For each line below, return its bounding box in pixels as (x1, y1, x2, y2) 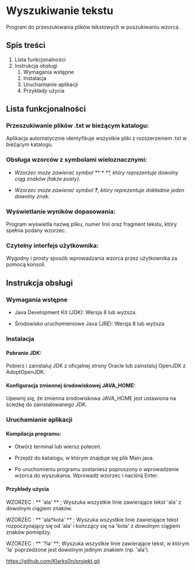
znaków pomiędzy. (6, 528, 51, 535)
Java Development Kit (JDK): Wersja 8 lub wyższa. (14, 309, 137, 316)
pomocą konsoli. (6, 261, 46, 268)
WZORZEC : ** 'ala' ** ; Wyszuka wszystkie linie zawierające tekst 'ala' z (6, 499, 182, 506)
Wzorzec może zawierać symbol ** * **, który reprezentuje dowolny (14, 169, 179, 176)
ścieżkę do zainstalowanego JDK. (6, 401, 88, 408)
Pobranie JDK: (6, 349, 42, 356)
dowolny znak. (14, 193, 50, 200)
